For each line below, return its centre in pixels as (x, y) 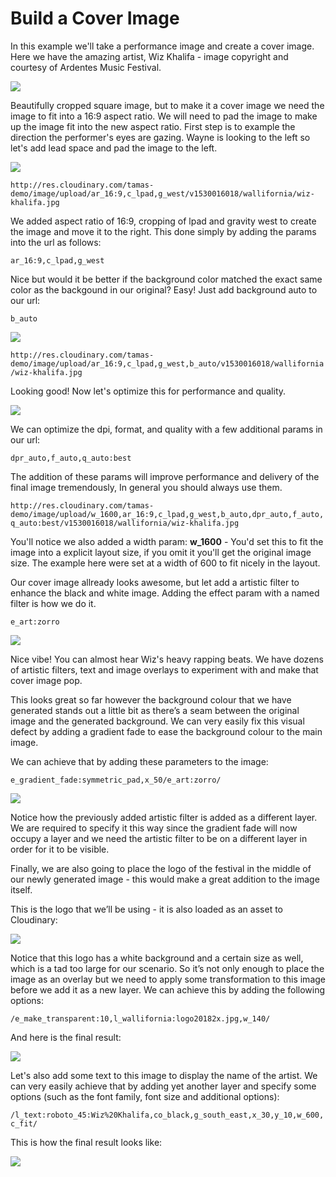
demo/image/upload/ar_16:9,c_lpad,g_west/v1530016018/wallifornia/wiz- (162, 193)
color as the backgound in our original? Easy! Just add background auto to (164, 289)
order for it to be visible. (60, 849)
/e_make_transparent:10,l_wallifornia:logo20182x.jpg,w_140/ (140, 1018)
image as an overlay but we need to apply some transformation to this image (168, 979)
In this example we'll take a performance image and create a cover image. (162, 46)
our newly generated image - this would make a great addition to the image (165, 879)
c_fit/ (24, 1123)
